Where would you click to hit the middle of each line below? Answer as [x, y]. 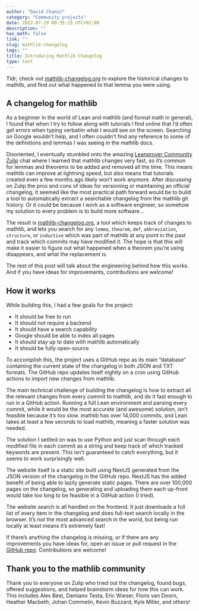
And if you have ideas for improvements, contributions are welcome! [90, 272]
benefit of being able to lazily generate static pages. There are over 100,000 [99, 483]
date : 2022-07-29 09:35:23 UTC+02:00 [53, 23]
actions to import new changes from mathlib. [61, 379]
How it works [31, 291]
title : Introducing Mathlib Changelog [54, 56]
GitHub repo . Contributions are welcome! [56, 550]
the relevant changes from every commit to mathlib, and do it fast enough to [99, 396]
